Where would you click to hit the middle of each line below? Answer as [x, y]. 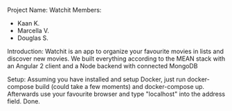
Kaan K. [28, 23]
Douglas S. [33, 38]
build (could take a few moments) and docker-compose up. [120, 87]
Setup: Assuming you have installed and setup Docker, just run [96, 79]
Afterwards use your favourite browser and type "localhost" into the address [116, 94]
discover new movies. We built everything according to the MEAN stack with [116, 59]
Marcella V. [33, 31]
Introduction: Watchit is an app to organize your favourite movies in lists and [115, 51]
